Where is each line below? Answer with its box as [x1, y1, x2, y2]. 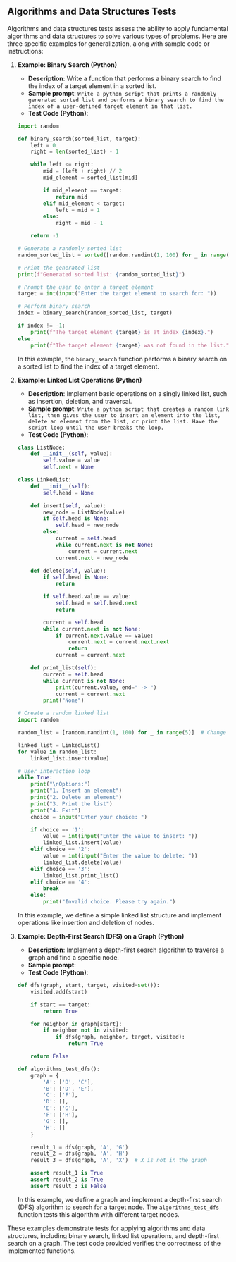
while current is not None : [43, 677, 125, 684]
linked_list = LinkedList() [17, 741, 100, 749]
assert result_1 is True [30, 1170, 104, 1177]
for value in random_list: [17, 748, 97, 755]
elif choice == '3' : [30, 865, 91, 872]
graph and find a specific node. [27, 953, 120, 962]
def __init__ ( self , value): [30, 450, 113, 457]
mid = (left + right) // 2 [43, 168, 123, 175]
